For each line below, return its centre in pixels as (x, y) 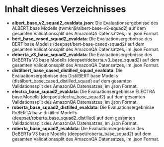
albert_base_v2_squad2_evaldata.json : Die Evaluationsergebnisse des (85, 23)
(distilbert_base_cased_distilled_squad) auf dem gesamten (72, 81)
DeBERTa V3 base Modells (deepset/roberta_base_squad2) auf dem (82, 134)
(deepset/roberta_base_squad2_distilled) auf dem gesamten (73, 118)
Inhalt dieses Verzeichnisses (65, 9)
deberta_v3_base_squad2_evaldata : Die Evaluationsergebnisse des (82, 54)
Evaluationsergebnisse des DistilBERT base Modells (65, 75)
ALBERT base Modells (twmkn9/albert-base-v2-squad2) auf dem (79, 28)
